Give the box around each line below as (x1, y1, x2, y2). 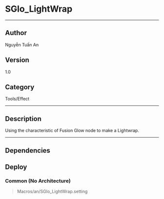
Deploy (5, 162, 27, 171)
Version (5, 56, 29, 64)
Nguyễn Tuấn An (5, 41, 39, 47)
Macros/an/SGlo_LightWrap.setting (17, 189, 88, 195)
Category (5, 83, 35, 91)
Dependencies (5, 146, 50, 155)
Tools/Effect (5, 96, 30, 102)
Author (5, 29, 27, 37)
